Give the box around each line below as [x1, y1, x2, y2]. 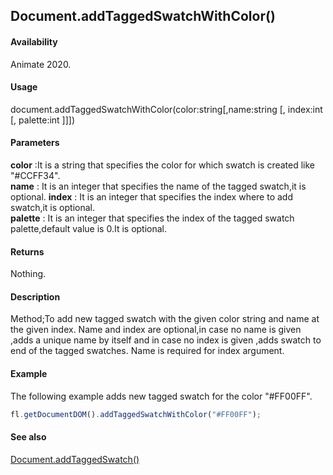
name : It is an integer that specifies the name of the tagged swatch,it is [10, 180, 307, 192]
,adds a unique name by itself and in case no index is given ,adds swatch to [10, 334, 322, 346]
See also [10, 431, 47, 443]
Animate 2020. [10, 58, 72, 70]
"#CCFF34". [10, 170, 61, 181]
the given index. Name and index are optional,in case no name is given [10, 324, 302, 336]
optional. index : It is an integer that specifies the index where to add [10, 191, 293, 203]
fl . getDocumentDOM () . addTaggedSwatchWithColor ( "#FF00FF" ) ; [10, 409, 262, 419]
